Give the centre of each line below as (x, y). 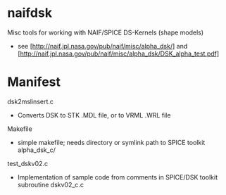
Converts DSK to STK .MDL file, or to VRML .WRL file (94, 115)
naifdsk (30, 13)
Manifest (34, 82)
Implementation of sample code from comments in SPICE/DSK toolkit (118, 177)
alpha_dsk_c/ (37, 150)
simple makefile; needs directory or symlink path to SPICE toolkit (111, 142)
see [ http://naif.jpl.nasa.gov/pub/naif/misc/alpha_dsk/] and (102, 46)
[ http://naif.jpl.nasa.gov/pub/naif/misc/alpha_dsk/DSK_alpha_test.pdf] (118, 54)
